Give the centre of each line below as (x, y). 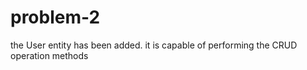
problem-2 (55, 17)
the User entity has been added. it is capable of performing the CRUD (154, 45)
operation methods (49, 55)
